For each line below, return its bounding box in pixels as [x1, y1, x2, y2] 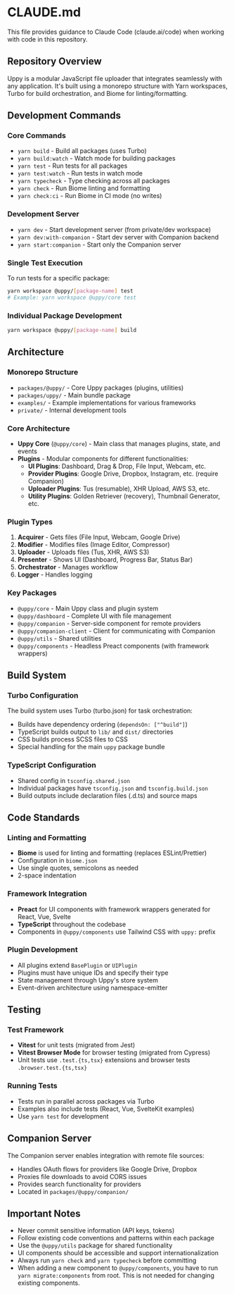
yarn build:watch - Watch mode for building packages [17, 154, 176, 163]
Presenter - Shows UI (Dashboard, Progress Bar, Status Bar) [17, 555, 193, 564]
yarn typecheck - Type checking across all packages [17, 177, 171, 185]
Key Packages [7, 588, 58, 598]
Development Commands [7, 110, 122, 122]
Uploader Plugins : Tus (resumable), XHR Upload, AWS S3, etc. [27, 484, 210, 493]
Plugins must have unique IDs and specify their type [17, 968, 169, 977]
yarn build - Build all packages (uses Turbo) [17, 147, 148, 155]
